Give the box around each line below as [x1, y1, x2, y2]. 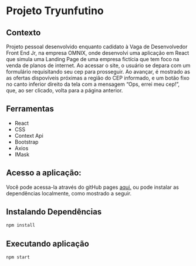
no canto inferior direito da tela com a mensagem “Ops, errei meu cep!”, [6, 81, 180, 88]
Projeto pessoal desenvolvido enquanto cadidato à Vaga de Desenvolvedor [6, 43, 188, 50]
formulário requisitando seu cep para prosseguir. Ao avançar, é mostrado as [6, 68, 191, 75]
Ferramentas [6, 104, 54, 114]
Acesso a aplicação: [6, 168, 82, 178]
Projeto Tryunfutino [6, 4, 104, 18]
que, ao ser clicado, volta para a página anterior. [6, 87, 123, 94]
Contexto [6, 28, 41, 38]
